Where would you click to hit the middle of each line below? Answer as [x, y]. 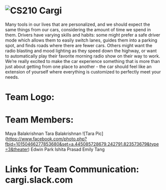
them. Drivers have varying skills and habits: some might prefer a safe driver [83, 35]
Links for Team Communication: [72, 169]
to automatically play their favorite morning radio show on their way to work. [83, 56]
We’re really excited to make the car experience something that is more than [83, 61]
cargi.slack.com [39, 180]
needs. [12, 77]
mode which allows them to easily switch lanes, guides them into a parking [81, 40]
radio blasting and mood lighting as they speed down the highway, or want [81, 51]
